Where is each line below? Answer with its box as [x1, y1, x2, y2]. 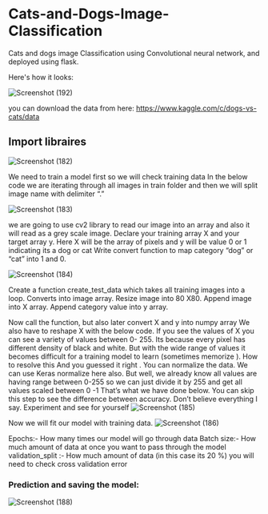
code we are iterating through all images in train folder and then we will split [8, 180, 258, 190]
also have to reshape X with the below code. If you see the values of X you [8, 326, 254, 335]
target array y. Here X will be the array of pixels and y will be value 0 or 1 [8, 237, 247, 247]
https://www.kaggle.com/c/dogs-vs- [135, 103, 258, 113]
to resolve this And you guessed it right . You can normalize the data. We [8, 359, 248, 369]
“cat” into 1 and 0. [8, 254, 66, 263]
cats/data [8, 111, 40, 121]
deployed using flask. [8, 57, 79, 66]
